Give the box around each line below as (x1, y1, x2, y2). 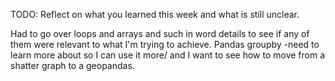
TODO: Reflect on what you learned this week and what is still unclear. (10, 9, 300, 20)
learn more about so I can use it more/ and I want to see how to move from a (10, 49, 326, 61)
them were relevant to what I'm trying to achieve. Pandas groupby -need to (10, 39, 320, 50)
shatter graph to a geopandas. (10, 60, 135, 71)
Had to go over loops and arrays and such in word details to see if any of (10, 28, 310, 39)
